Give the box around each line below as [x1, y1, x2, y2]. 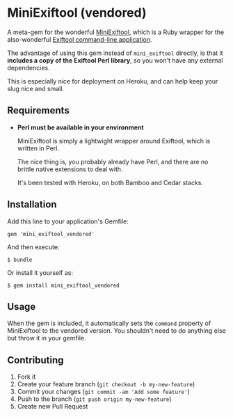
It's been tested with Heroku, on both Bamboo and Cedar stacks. [17, 178, 204, 187]
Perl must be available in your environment [17, 123, 144, 132]
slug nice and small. [7, 84, 65, 93]
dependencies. [7, 63, 50, 72]
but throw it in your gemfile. [7, 334, 86, 343]
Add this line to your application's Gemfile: [7, 217, 129, 226]
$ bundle [7, 256, 33, 263]
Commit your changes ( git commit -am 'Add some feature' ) [17, 388, 190, 396]
